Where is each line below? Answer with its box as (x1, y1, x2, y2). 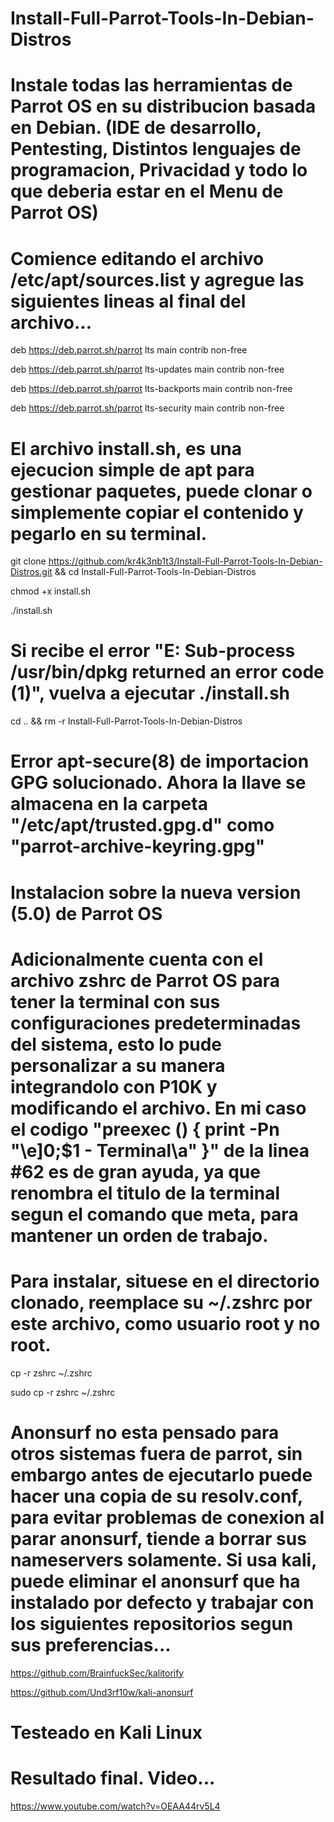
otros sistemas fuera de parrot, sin (10, 1442, 303, 1465)
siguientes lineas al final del (10, 290, 247, 312)
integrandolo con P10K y (10, 1075, 218, 1098)
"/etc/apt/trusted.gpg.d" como (10, 814, 275, 837)
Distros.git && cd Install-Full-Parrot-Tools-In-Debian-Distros (10, 566, 257, 578)
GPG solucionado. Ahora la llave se (10, 772, 307, 794)
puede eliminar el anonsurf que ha (10, 1570, 301, 1592)
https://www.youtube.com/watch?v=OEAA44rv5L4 (10, 1800, 221, 1812)
